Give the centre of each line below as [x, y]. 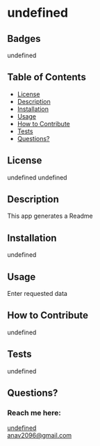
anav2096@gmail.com [40, 436]
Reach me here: [34, 413]
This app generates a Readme [50, 216]
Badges [24, 39]
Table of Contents [47, 77]
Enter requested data [37, 294]
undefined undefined [37, 177]
